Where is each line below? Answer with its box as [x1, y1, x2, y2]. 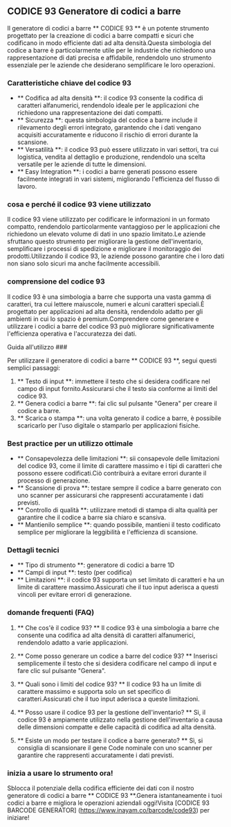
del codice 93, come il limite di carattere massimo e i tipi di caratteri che [17, 462, 223, 470]
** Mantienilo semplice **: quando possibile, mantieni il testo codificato [17, 521, 221, 529]
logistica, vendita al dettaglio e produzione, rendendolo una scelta [17, 153, 206, 162]
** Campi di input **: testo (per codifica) [17, 568, 133, 577]
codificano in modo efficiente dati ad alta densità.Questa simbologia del [7, 38, 212, 47]
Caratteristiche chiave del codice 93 [7, 78, 131, 87]
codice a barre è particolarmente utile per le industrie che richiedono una [7, 46, 216, 54]
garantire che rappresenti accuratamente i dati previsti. [17, 751, 174, 759]
